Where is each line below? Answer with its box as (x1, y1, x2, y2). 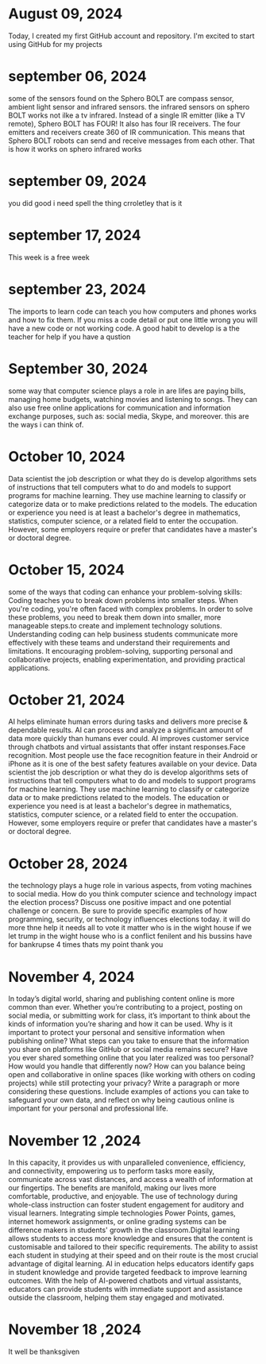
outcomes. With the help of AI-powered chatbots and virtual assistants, (8, 1276, 241, 1285)
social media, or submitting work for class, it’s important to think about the (8, 1010, 251, 1021)
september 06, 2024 (8, 68, 147, 86)
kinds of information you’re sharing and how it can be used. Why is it (8, 1019, 233, 1029)
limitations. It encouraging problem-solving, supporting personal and (8, 646, 233, 655)
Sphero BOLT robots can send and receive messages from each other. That (8, 136, 256, 145)
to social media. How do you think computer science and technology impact (8, 889, 257, 898)
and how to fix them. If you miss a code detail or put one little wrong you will (8, 315, 258, 324)
